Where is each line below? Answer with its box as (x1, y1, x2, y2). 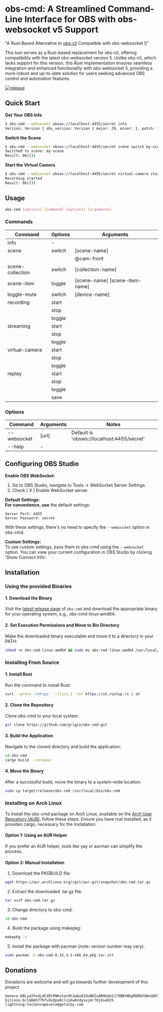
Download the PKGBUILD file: (12, 870, 71, 876)
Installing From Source (5, 659, 60, 666)
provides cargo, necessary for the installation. (5, 821, 97, 827)
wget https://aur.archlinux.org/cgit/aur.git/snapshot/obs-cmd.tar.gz (5, 880, 151, 885)
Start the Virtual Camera (5, 162, 55, 168)
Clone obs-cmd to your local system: (5, 712, 79, 719)
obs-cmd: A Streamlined (5, 3, 106, 15)
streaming (7, 322, 31, 329)
